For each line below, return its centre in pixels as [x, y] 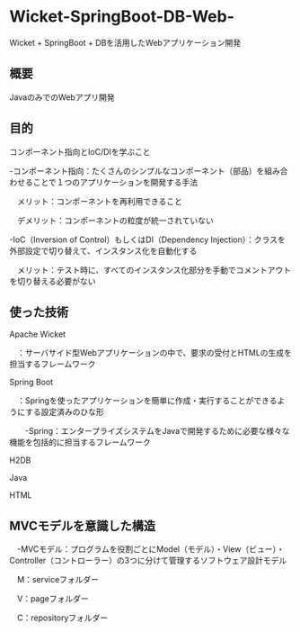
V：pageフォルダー [53, 599]
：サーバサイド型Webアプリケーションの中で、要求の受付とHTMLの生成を [154, 353]
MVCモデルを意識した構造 [82, 525]
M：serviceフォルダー [58, 580]
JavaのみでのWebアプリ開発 [62, 97]
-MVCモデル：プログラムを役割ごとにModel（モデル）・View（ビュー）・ [150, 549]
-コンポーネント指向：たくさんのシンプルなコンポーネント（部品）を [137, 171]
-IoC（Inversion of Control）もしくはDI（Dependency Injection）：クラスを [147, 239]
